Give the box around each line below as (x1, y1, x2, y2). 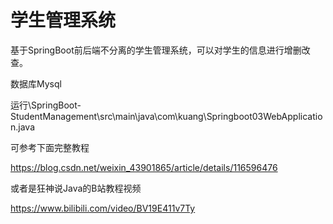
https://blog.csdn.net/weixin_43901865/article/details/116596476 (10, 161, 278, 173)
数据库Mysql (10, 77, 62, 90)
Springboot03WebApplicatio (206, 110, 323, 122)
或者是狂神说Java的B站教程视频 (10, 182, 142, 194)
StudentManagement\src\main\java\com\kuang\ (10, 110, 207, 122)
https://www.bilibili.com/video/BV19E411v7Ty (10, 202, 196, 214)
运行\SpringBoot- (10, 99, 82, 111)
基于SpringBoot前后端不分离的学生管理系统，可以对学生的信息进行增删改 (10, 44, 311, 56)
